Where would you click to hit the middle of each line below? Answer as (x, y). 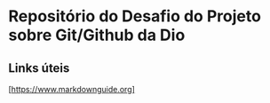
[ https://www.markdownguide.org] (71, 89)
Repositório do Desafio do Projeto (135, 16)
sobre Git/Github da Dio (97, 35)
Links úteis (39, 68)
